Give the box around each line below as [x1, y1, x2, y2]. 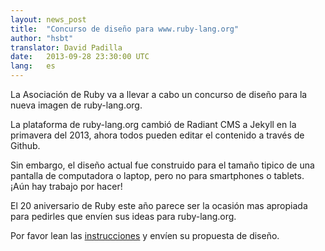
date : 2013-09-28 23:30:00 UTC [10, 52, 150, 62]
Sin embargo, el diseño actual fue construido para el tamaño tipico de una [10, 159, 315, 171]
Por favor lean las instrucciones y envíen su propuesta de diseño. [10, 230, 280, 241]
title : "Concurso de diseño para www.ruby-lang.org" [10, 24, 240, 34]
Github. [10, 140, 41, 151]
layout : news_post [10, 14, 87, 25]
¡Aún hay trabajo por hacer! [10, 181, 123, 192]
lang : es [10, 61, 56, 71]
